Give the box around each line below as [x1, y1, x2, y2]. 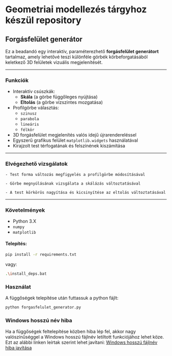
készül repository [5, 14, 82, 26]
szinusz [20, 111, 37, 116]
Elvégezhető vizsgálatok [5, 160, 68, 167]
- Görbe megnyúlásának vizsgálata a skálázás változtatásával [5, 181, 141, 186]
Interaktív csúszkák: [12, 88, 55, 95]
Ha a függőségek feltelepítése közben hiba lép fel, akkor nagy [5, 328, 136, 335]
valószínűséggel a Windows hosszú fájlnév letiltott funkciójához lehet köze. [5, 334, 164, 340]
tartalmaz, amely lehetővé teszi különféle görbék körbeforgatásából [5, 54, 148, 60]
